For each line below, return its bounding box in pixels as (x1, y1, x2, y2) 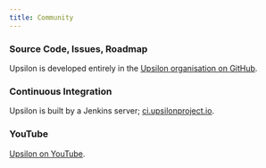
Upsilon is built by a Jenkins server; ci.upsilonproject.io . (9, 105, 215, 116)
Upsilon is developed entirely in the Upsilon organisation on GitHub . (9, 63, 258, 73)
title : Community (9, 13, 74, 22)
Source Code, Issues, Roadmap (9, 42, 148, 55)
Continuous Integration (9, 85, 112, 97)
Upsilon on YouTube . (9, 148, 86, 159)
